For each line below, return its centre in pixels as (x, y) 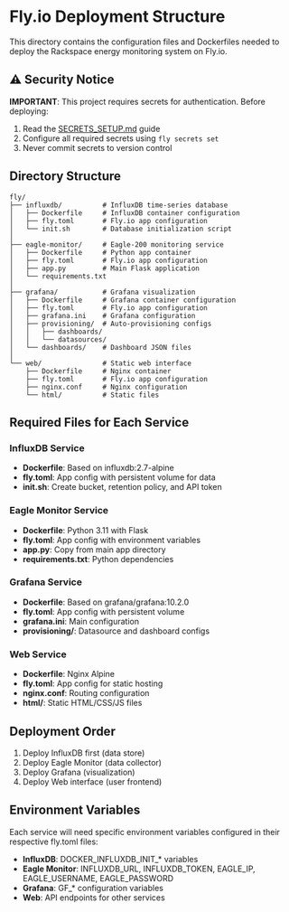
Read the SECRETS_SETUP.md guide (91, 128)
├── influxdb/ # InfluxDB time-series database (119, 205)
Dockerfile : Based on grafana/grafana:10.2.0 (106, 602)
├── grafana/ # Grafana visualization (103, 292)
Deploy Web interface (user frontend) (92, 781)
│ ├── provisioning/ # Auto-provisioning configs (111, 324)
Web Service (38, 654)
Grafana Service (46, 582)
